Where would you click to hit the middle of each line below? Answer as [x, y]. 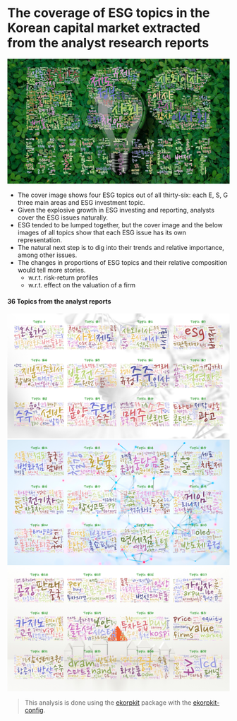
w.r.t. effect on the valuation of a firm [82, 285]
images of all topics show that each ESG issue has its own [102, 233]
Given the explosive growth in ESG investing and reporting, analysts [116, 210]
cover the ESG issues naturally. [62, 218]
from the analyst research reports [108, 43]
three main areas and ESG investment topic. [81, 203]
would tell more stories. [51, 270]
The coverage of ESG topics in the [109, 13]
